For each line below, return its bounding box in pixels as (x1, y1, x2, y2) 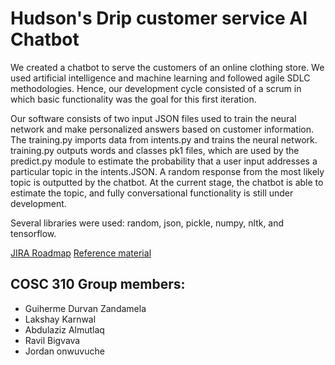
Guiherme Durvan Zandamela (24, 302, 147, 314)
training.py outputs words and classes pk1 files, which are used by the (10, 144, 300, 156)
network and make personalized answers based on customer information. (10, 123, 315, 135)
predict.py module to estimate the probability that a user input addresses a (10, 155, 318, 167)
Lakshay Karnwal (24, 313, 97, 325)
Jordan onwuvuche (24, 345, 105, 357)
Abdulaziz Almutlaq (24, 323, 105, 336)
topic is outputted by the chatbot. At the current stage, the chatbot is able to (10, 176, 324, 188)
